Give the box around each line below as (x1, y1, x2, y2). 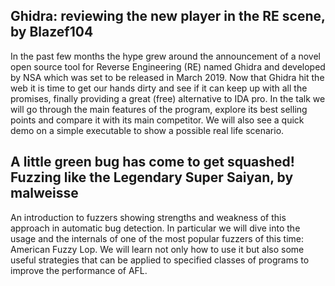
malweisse (10, 185, 79, 202)
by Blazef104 (10, 24, 94, 41)
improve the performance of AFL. (10, 264, 148, 276)
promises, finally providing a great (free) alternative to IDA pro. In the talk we (10, 92, 326, 104)
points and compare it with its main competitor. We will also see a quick (10, 114, 305, 126)
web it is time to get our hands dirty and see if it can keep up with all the (10, 82, 308, 94)
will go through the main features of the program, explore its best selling (10, 103, 308, 115)
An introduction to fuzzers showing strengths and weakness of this (10, 211, 287, 223)
